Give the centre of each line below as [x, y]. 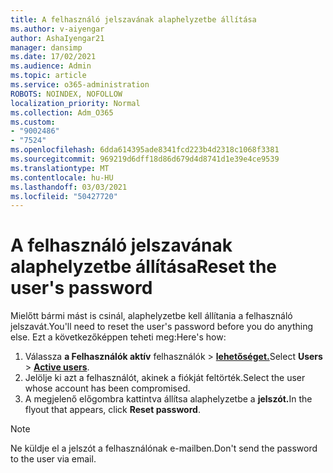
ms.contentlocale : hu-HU [62, 177]
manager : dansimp [46, 47]
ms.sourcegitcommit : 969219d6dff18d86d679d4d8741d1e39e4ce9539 [145, 159]
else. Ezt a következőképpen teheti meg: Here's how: [118, 337]
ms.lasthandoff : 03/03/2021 [69, 187]
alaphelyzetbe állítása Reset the [144, 267]
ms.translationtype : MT [60, 168]
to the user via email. [53, 459]
